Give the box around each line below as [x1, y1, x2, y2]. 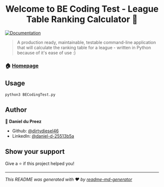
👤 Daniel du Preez [5, 119, 42, 125]
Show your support [5, 147, 65, 156]
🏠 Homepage [5, 62, 39, 69]
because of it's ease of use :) [17, 50, 76, 56]
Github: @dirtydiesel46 [12, 128, 59, 134]
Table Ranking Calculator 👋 [26, 14, 138, 25]
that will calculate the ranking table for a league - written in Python [17, 44, 151, 50]
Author [5, 105, 27, 114]
